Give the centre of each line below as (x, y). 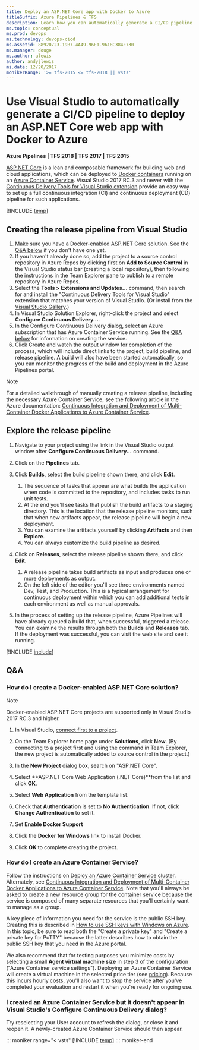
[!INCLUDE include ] (30, 652)
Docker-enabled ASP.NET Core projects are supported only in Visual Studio (99, 712)
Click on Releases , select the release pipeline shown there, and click (99, 554)
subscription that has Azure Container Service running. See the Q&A (98, 332)
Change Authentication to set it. (55, 812)
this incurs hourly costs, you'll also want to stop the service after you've (94, 980)
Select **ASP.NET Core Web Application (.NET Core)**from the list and (103, 777)
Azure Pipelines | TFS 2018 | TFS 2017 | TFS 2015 (68, 156)
